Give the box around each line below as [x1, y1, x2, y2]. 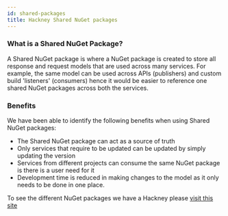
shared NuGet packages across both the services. [7, 84, 149, 92]
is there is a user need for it [16, 166, 94, 175]
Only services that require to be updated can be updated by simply [16, 145, 206, 153]
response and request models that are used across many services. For [7, 62, 206, 70]
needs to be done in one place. [16, 181, 105, 189]
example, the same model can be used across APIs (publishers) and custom [7, 69, 222, 77]
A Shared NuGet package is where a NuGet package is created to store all [7, 54, 216, 62]
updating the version [16, 152, 76, 160]
